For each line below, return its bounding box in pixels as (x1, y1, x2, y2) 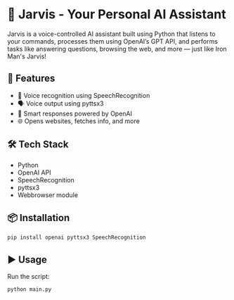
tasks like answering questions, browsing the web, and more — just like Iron (7, 44, 227, 53)
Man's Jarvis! (7, 52, 47, 61)
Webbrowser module (17, 190, 79, 199)
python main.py (7, 286, 52, 293)
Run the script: (7, 273, 50, 281)
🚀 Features (7, 73, 56, 85)
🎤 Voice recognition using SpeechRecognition (17, 91, 150, 99)
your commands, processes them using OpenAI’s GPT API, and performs (7, 37, 218, 45)
